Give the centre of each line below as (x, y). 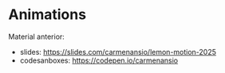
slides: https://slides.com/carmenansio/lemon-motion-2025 (118, 52)
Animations (47, 15)
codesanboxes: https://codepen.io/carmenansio (99, 60)
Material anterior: (37, 36)
